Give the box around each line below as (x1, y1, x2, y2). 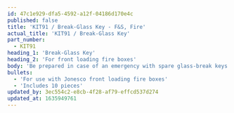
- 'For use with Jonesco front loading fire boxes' (13, 75, 169, 83)
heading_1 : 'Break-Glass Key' (7, 50, 96, 57)
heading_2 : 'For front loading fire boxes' (7, 56, 137, 63)
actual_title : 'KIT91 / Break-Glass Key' (7, 29, 131, 37)
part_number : (7, 36, 46, 44)
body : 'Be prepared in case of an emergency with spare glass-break (7, 62, 212, 69)
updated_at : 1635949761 (7, 95, 77, 102)
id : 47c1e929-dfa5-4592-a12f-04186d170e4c (7, 10, 134, 18)
